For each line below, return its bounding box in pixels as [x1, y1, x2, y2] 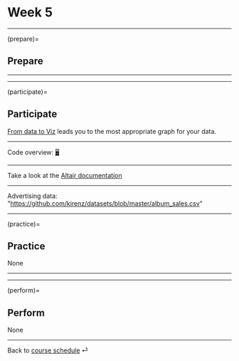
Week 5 [7, 4, 53, 21]
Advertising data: [7, 192, 58, 200]
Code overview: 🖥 [7, 147, 60, 157]
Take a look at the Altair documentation [7, 171, 122, 179]
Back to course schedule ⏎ [7, 346, 88, 355]
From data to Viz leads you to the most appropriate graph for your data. [7, 127, 217, 135]
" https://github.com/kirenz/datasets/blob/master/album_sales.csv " [7, 199, 203, 207]
